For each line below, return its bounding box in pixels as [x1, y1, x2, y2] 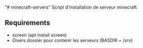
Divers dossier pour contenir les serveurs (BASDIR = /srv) [12, 37, 133, 43]
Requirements [5, 18, 50, 27]
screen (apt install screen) [12, 32, 67, 38]
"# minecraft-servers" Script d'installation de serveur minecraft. [5, 4, 138, 10]
